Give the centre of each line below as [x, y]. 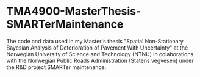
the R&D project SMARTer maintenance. [56, 67]
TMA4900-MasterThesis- [74, 11]
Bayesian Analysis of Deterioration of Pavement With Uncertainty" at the [97, 48]
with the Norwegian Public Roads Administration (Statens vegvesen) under [100, 61]
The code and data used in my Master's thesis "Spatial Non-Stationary [95, 41]
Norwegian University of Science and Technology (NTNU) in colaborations [100, 54]
